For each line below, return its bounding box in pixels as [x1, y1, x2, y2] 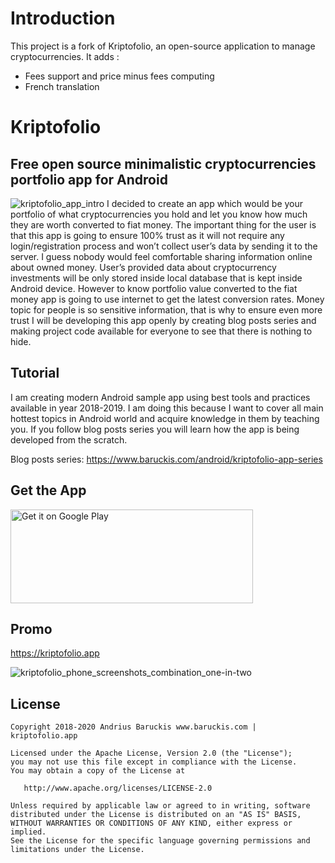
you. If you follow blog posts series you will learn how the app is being [10, 423, 300, 435]
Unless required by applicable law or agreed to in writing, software [10, 801, 311, 811]
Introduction [10, 7, 116, 30]
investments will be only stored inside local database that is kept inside [10, 272, 303, 284]
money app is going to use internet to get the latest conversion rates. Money [10, 293, 325, 305]
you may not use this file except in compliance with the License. [10, 757, 298, 767]
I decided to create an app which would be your [106, 197, 304, 209]
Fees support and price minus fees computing [24, 70, 215, 82]
